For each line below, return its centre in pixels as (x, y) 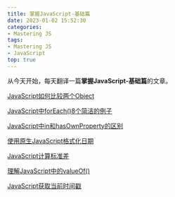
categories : (25, 27)
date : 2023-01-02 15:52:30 (47, 20)
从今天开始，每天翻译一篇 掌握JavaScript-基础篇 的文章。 (90, 80)
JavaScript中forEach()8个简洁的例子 (60, 111)
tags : (15, 40)
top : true (22, 60)
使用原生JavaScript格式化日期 (51, 141)
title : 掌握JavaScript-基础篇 (49, 14)
